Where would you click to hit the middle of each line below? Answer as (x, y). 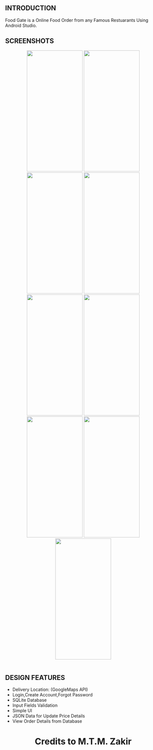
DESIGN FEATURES (35, 678)
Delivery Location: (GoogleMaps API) (50, 689)
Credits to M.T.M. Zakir (83, 741)
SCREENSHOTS (30, 41)
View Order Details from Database (47, 721)
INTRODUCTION (31, 8)
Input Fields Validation (35, 705)
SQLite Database (29, 700)
